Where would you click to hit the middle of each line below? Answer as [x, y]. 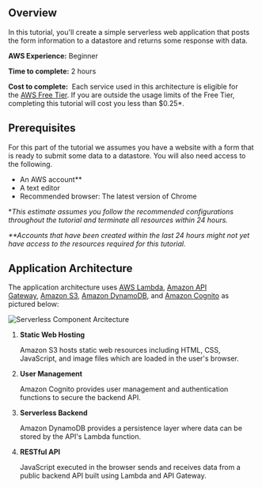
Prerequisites [42, 129]
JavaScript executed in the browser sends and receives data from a [130, 467]
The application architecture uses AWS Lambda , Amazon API [108, 287]
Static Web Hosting [52, 335]
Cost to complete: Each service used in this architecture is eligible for [123, 86]
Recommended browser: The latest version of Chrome [108, 196]
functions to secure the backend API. [80, 398]
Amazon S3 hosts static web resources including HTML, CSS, [120, 350]
